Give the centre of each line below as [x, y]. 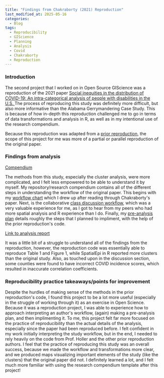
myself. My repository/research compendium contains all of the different [78, 187]
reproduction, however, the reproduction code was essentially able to [75, 248]
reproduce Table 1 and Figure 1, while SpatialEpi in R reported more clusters [81, 253]
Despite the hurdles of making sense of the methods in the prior [70, 292]
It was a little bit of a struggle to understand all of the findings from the [76, 243]
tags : [11, 28]
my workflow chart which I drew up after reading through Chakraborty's [78, 198]
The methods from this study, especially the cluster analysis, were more [78, 176]
